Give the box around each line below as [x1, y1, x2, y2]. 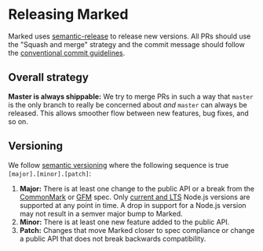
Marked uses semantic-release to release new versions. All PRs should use [8, 31, 251, 41]
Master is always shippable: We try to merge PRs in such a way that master [8, 92, 254, 101]
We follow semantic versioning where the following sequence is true [8, 160, 229, 169]
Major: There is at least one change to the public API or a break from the [19, 184, 255, 193]
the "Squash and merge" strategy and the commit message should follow [8, 39, 245, 49]
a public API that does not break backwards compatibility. [19, 234, 206, 243]
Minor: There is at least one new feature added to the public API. [19, 217, 230, 227]
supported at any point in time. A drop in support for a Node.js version [19, 200, 247, 209]
